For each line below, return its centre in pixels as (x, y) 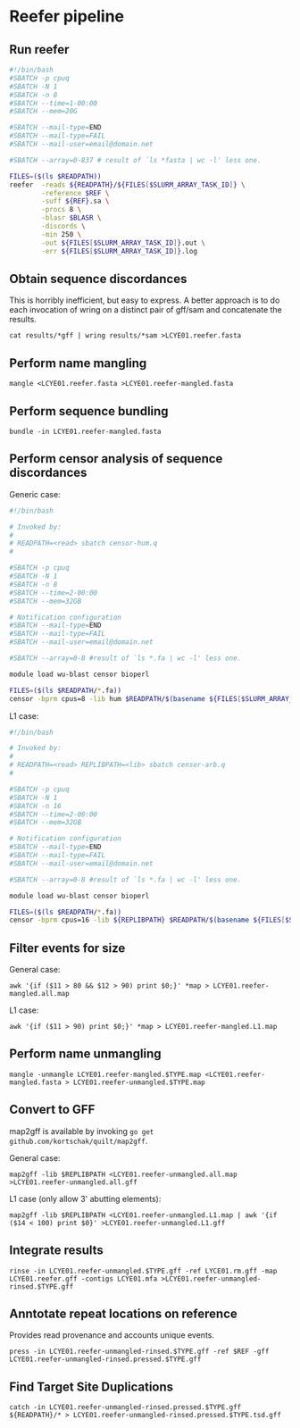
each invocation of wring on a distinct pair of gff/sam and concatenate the (146, 310)
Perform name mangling (78, 363)
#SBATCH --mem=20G (43, 112)
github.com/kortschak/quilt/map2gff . (79, 1140)
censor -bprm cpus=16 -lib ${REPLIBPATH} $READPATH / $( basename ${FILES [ (147, 920)
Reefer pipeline (67, 17)
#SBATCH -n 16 (36, 806)
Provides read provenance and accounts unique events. (112, 1335)
